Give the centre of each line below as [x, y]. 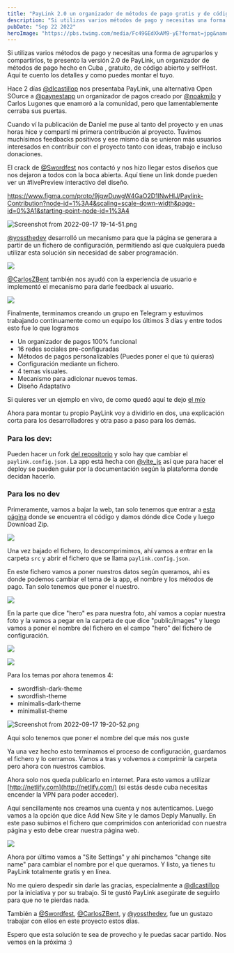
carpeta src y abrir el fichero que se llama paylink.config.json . [99, 558]
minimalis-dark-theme [49, 703]
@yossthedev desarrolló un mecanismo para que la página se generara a [112, 238]
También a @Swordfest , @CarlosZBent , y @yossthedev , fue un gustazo [110, 913]
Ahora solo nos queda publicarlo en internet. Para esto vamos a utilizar [109, 779]
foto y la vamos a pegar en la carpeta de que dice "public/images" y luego [114, 620]
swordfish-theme [42, 696]
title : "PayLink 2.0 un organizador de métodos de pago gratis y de [109, 14]
